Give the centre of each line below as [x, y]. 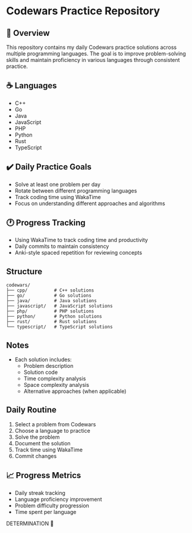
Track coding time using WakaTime [58, 197]
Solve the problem [37, 437]
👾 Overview [28, 33]
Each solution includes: [43, 360]
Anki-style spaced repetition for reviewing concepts [78, 253]
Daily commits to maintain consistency [62, 246]
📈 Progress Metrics [44, 475]
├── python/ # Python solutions [54, 317]
